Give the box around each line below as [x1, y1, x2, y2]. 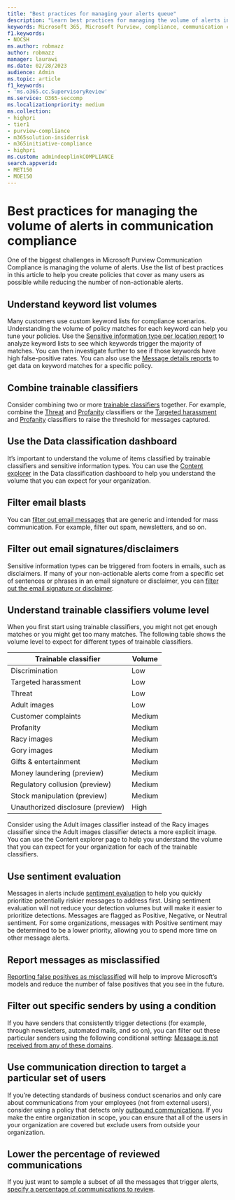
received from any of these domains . [7, 1040, 113, 1050]
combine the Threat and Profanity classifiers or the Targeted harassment [7, 408, 217, 416]
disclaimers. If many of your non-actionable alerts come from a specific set [7, 569, 224, 577]
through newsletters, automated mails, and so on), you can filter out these [7, 1026, 220, 1034]
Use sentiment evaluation [7, 870, 121, 882]
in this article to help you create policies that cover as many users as [7, 271, 205, 279]
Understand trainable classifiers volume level [7, 604, 210, 616]
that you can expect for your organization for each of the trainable [7, 842, 198, 851]
